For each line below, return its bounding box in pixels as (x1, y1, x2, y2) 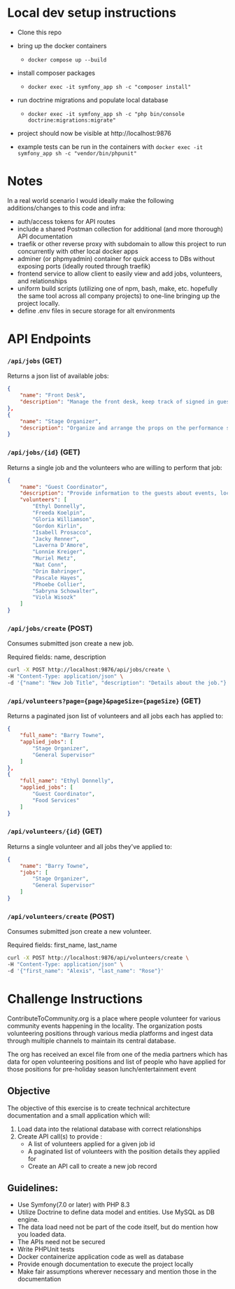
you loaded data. (17, 1230, 66, 1239)
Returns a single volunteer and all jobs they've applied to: (7, 842, 173, 850)
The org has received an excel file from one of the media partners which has (7, 1050, 228, 1058)
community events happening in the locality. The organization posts (7, 1021, 203, 1030)
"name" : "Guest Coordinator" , (20, 483, 108, 490)
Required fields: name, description (7, 653, 106, 662)
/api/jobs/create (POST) (7, 623, 93, 633)
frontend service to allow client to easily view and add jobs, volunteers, (17, 269, 222, 278)
